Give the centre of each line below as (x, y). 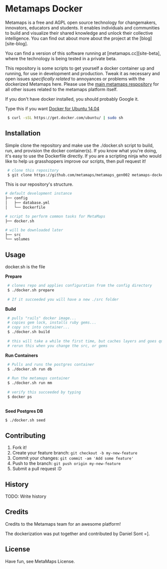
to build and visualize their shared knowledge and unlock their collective (79, 33)
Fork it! (20, 448)
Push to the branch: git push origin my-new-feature (66, 463)
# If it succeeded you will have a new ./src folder (63, 299)
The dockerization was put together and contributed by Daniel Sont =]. (78, 534)
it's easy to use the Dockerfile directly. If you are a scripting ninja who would (83, 156)
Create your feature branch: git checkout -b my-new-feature (75, 453)
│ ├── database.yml (28, 203)
